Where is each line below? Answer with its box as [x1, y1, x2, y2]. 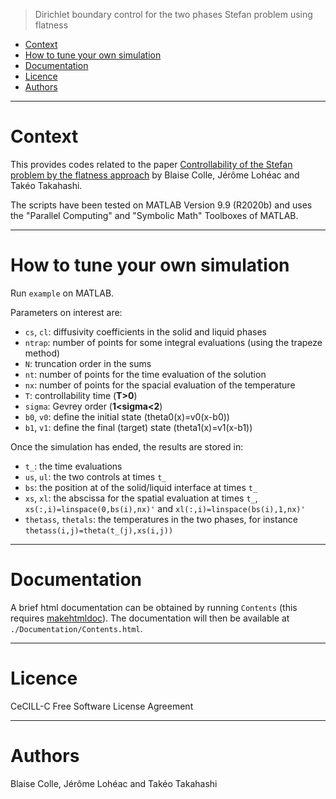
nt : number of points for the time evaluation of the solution [24, 368, 267, 380]
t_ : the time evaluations [24, 460, 123, 472]
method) [24, 347, 61, 359]
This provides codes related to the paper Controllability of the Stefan [10, 158, 293, 170]
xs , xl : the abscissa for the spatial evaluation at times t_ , [24, 492, 258, 504]
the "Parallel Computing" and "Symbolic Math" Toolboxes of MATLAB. [10, 209, 299, 221]
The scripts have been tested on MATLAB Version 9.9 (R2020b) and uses [10, 199, 313, 211]
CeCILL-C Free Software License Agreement [10, 700, 194, 712]
